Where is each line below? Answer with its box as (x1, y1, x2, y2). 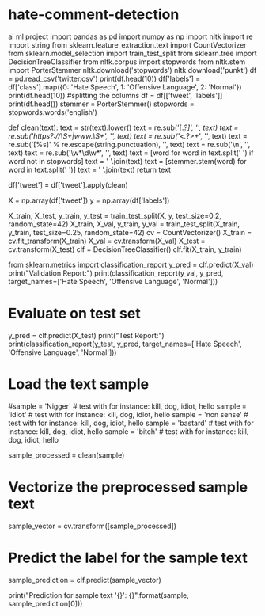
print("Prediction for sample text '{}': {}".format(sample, (8, 590, 189, 599)
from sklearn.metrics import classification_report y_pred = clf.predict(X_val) (8, 260, 254, 269)
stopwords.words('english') (8, 107, 97, 116)
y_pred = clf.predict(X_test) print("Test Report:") (8, 330, 165, 340)
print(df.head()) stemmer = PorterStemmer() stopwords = (8, 99, 195, 108)
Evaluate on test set (8, 305, 141, 322)
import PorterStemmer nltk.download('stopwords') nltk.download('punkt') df (8, 65, 257, 74)
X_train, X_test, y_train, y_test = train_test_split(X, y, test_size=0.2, (8, 211, 221, 220)
